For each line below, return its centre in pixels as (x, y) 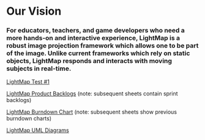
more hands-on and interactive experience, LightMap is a (93, 38)
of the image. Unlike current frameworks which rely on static (98, 53)
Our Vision (34, 11)
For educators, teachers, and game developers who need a (96, 31)
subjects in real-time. (39, 68)
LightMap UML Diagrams (38, 130)
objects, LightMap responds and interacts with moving (89, 61)
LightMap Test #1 (28, 82)
